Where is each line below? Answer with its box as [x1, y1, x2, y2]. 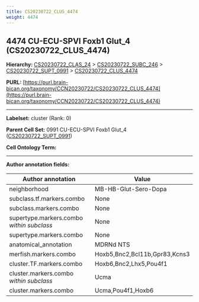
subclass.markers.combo [9, 204, 79, 213]
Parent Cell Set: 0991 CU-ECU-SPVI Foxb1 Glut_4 [6, 126, 127, 133]
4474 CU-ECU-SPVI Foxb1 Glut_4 [6, 36, 130, 46]
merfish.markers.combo [9, 250, 76, 258]
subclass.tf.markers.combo [9, 195, 85, 203]
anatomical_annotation [9, 240, 72, 249]
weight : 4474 [6, 14, 38, 20]
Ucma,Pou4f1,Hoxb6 [94, 287, 154, 295]
